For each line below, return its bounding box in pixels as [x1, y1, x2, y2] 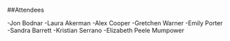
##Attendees [7, 6, 44, 14]
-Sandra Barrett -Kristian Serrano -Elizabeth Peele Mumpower [7, 27, 185, 34]
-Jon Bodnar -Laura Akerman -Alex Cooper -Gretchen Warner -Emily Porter [7, 19, 223, 27]
